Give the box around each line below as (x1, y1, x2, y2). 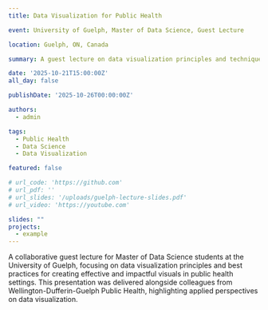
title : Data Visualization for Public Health (8, 11, 162, 20)
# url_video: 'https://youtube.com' (8, 201, 130, 209)
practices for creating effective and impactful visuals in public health (8, 269, 234, 279)
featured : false (8, 165, 62, 173)
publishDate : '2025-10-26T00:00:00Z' (8, 91, 134, 100)
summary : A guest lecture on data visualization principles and (8, 55, 227, 63)
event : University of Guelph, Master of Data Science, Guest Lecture (8, 26, 245, 34)
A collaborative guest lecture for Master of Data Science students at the (8, 252, 245, 262)
